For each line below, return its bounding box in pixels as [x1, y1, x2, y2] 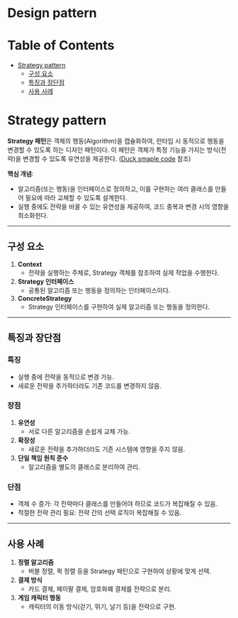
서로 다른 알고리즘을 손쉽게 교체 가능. [28, 427, 131, 436]
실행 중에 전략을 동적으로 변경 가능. [17, 373, 115, 381]
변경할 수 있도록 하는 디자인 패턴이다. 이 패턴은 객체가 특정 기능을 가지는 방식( [7, 145, 221, 154]
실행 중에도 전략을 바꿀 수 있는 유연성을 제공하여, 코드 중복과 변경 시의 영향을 [17, 202, 229, 211]
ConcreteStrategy [17, 294, 72, 302]
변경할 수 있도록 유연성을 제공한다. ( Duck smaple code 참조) [22, 155, 191, 163]
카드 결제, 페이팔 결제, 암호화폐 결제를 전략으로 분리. [28, 584, 172, 593]
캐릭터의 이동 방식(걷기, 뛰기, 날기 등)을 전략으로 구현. [28, 602, 176, 611]
